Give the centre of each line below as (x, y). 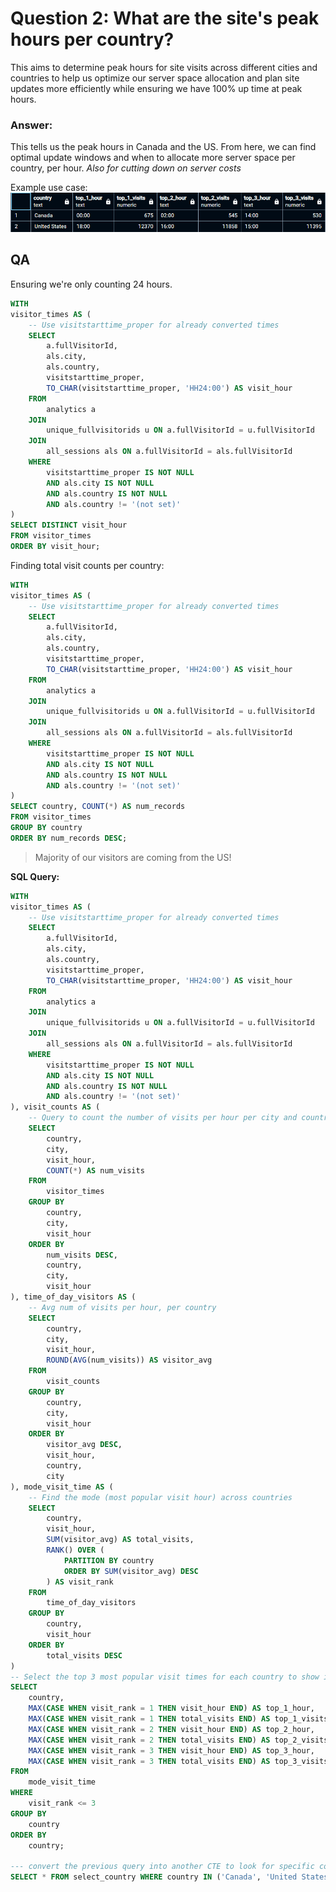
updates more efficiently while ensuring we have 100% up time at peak (156, 88)
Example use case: (49, 188)
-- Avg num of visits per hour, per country (122, 1307)
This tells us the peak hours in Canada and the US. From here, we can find (163, 147)
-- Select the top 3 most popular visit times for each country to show (165, 1677)
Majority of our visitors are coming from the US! (133, 857)
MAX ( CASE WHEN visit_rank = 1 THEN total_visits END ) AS (149, 1719)
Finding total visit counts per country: (87, 565)
